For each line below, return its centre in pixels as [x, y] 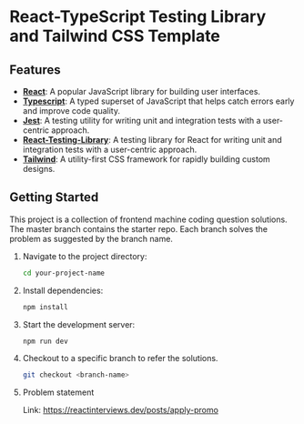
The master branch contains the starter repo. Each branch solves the [139, 228]
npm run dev [45, 341]
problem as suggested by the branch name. [91, 238]
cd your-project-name [63, 273]
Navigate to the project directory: [85, 256]
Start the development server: [79, 324]
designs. [39, 169]
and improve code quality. [71, 111]
